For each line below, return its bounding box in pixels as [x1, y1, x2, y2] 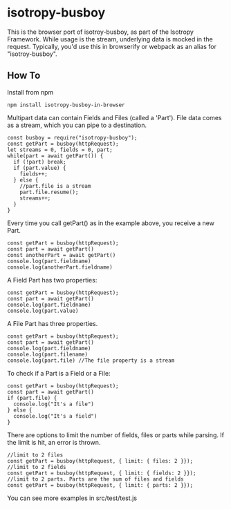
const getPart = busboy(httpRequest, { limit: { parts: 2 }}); [7, 481, 194, 488]
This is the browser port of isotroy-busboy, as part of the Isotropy [7, 28, 194, 36]
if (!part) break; [13, 158, 67, 165]
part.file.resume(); [19, 189, 79, 195]
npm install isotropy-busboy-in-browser [7, 102, 126, 108]
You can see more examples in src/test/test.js [7, 494, 137, 502]
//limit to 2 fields [7, 463, 67, 470]
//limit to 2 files [7, 451, 64, 459]
